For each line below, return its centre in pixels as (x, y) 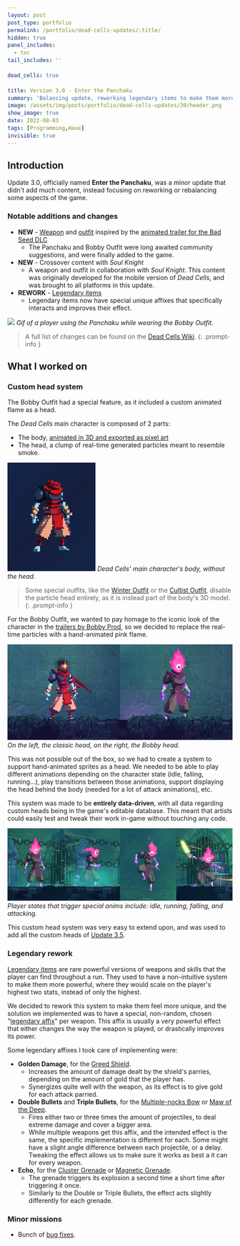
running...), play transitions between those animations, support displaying (115, 782)
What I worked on (47, 367)
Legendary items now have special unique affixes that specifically (125, 300)
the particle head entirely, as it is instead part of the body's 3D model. (127, 598)
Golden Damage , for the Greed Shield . (74, 1064)
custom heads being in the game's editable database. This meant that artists (120, 810)
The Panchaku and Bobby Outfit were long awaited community (120, 247)
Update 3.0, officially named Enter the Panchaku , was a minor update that (117, 183)
